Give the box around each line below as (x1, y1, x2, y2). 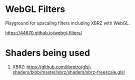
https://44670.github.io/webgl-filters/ (5, 29, 82, 35)
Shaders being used (5, 47, 90, 58)
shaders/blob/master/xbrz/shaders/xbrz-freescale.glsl (12, 69, 125, 75)
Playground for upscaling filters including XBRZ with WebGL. (5, 20, 130, 26)
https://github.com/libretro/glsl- (26, 63, 92, 69)
